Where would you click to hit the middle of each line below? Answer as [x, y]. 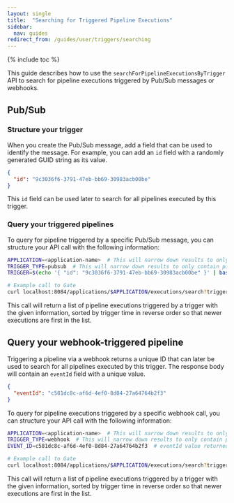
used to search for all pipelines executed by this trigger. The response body [116, 366]
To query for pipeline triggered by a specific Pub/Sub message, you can [111, 240]
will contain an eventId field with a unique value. [76, 374]
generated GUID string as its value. [57, 160]
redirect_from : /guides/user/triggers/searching [79, 40]
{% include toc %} [34, 59]
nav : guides [31, 33]
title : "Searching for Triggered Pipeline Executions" [90, 20]
